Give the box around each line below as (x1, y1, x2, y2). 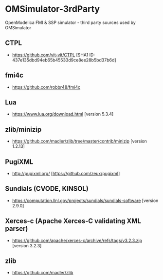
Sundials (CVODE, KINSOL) (5, 184, 89, 193)
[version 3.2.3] (12, 242, 42, 248)
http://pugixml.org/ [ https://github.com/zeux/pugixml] (12, 171, 120, 176)
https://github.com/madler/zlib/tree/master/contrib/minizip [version (12, 138, 147, 144)
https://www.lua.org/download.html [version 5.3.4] (12, 111, 114, 117)
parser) (5, 224, 28, 233)
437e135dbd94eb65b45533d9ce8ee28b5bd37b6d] (12, 57, 116, 63)
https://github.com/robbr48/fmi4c (12, 84, 81, 90)
